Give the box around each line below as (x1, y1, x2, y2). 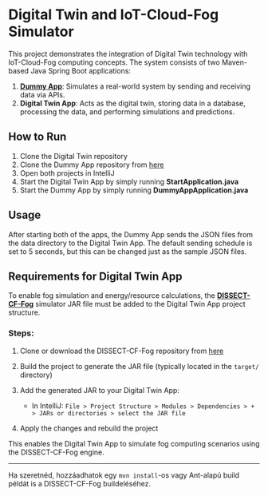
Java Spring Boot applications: (30, 65, 132, 75)
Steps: (8, 327, 34, 339)
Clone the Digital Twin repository (19, 151, 128, 161)
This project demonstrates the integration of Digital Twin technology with (8, 49, 248, 58)
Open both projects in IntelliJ (19, 168, 115, 177)
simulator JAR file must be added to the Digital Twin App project (35, 300, 246, 309)
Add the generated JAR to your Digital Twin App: (19, 385, 179, 395)
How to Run (8, 130, 67, 144)
